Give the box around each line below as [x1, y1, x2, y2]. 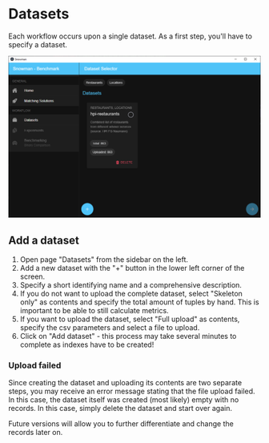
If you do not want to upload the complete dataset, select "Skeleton [19, 289, 243, 299]
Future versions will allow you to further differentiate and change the [8, 419, 234, 429]
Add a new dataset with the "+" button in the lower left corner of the [19, 264, 245, 273]
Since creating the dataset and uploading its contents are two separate [8, 378, 243, 388]
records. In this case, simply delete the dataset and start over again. [8, 404, 232, 413]
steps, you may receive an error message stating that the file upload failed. [8, 386, 255, 397]
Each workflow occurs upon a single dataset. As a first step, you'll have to [8, 31, 252, 41]
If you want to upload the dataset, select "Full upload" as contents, [19, 314, 240, 324]
